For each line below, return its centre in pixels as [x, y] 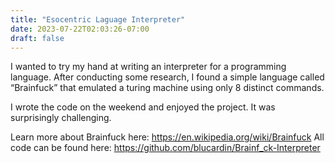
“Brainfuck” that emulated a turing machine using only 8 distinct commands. [167, 88]
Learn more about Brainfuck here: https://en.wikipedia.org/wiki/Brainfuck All [167, 137]
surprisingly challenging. [61, 118]
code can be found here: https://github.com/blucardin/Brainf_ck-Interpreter [165, 148]
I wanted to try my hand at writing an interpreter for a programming [148, 67]
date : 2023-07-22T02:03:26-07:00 [80, 29]
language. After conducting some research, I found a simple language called [167, 77]
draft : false [37, 38]
